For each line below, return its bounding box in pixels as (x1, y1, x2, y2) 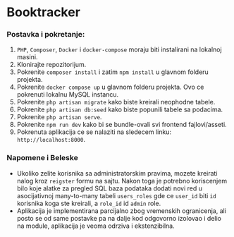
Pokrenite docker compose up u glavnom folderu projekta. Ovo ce (16, 83, 204, 92)
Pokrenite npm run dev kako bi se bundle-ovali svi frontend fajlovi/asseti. (16, 121, 227, 129)
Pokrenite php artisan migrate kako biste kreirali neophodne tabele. (16, 98, 216, 107)
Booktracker (6, 4, 80, 20)
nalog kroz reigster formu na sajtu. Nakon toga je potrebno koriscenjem (16, 176, 227, 185)
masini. (16, 53, 38, 61)
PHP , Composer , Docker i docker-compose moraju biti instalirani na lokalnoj (16, 45, 223, 54)
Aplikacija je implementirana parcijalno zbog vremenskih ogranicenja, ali (16, 206, 227, 215)
